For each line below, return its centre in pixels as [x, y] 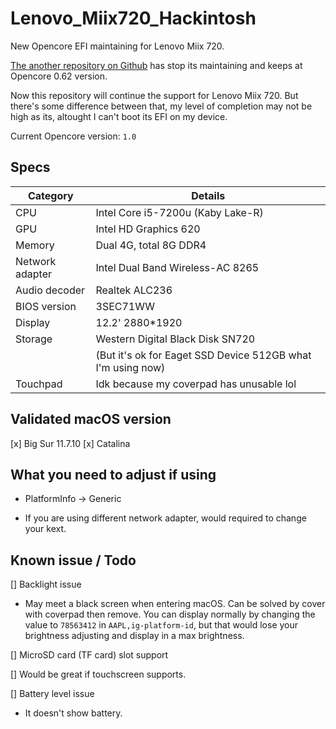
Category [50, 195]
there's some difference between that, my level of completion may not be [161, 106]
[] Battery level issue [52, 694]
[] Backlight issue [46, 584]
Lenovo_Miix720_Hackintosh [133, 18]
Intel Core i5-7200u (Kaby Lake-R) [179, 212]
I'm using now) [130, 367]
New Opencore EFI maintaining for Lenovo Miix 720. [117, 46]
